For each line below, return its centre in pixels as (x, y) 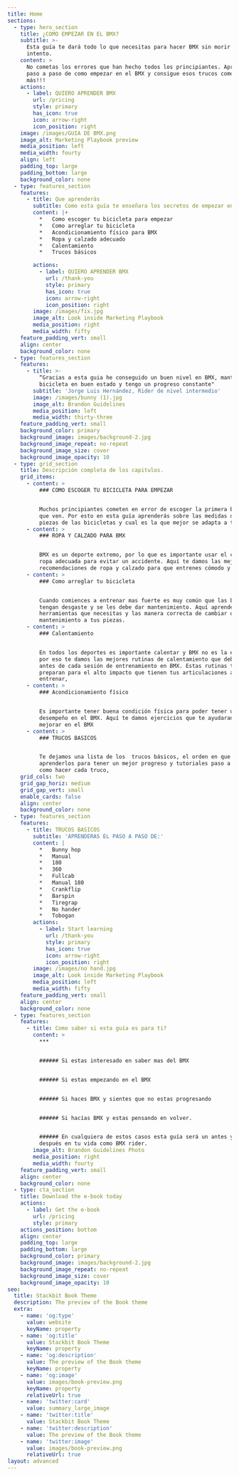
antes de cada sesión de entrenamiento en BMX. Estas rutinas (133, 666)
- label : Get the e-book (63, 1210)
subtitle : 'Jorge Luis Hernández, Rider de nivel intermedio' (127, 391)
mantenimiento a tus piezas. (82, 620)
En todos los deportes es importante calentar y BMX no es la (133, 652)
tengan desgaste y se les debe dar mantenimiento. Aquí (123, 607)
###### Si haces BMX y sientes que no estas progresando (125, 1099)
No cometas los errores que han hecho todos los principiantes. (123, 67)
